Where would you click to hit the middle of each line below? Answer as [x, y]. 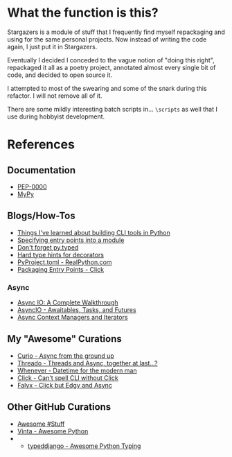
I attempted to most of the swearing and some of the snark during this [107, 88]
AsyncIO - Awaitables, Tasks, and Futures [77, 310]
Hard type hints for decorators [60, 255]
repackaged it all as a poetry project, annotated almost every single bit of [111, 67]
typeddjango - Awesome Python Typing [84, 446]
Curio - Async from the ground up [65, 356]
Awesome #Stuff [41, 424]
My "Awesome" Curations [65, 339]
